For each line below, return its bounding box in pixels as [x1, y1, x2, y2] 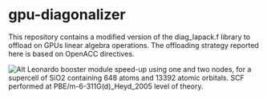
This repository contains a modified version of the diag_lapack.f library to [8, 32, 251, 42]
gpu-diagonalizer [8, 6, 126, 24]
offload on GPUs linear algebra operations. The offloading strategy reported [8, 40, 259, 49]
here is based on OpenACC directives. [8, 49, 135, 58]
